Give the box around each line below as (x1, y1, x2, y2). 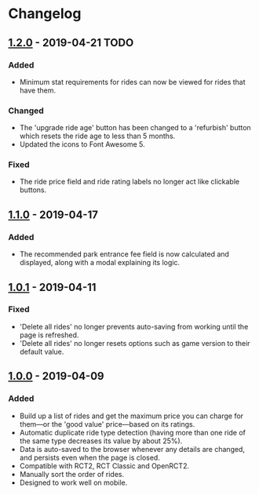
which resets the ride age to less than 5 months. (19, 131, 176, 141)
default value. (19, 347, 64, 356)
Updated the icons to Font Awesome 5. (19, 140, 145, 149)
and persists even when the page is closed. (19, 453, 161, 462)
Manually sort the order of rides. (19, 469, 124, 479)
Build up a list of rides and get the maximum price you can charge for (19, 411, 244, 420)
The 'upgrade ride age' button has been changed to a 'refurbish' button (19, 123, 251, 133)
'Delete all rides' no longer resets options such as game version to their (19, 338, 250, 348)
